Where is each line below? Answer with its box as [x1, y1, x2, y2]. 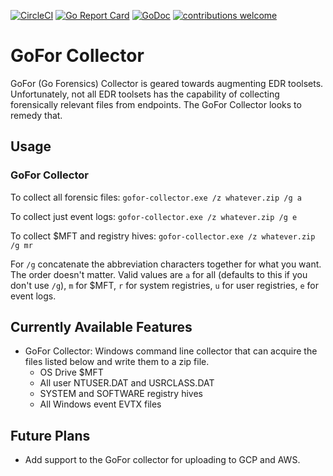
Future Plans [10, 427, 91, 444]
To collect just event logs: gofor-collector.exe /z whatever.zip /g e [10, 210, 298, 222]
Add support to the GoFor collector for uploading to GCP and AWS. [24, 454, 301, 466]
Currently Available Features [10, 319, 193, 336]
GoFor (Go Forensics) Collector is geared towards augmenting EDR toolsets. [10, 77, 324, 89]
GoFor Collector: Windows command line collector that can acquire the [24, 345, 318, 357]
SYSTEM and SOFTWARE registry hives [39, 388, 203, 400]
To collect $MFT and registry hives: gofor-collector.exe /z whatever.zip [10, 230, 316, 242]
